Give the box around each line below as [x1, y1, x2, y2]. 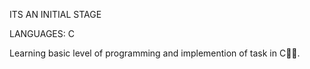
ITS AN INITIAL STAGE [9, 9, 102, 20]
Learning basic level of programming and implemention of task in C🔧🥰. [9, 47, 301, 59]
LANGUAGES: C [9, 28, 75, 39]
